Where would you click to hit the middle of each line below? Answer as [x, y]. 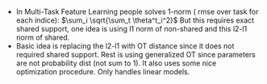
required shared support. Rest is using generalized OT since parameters [136, 55]
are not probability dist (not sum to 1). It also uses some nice [116, 63]
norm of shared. [43, 37]
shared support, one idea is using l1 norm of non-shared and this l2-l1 [131, 29]
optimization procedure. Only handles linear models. [103, 71]
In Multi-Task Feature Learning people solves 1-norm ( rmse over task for [137, 12]
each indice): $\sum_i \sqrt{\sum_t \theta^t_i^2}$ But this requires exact [135, 20]
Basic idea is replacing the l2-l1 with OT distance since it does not [125, 46]
